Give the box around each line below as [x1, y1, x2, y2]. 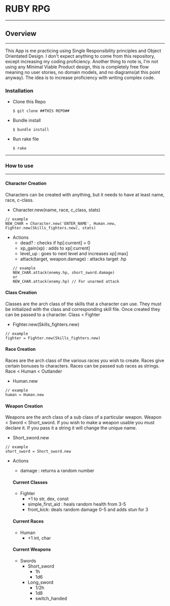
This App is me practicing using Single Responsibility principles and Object [5, 48, 161, 54]
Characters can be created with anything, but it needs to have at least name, [5, 191, 165, 197]
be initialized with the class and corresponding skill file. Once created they [5, 306, 160, 312]
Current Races [12, 518, 44, 524]
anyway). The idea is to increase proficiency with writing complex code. [5, 74, 155, 80]
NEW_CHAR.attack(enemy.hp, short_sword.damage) [12, 270, 115, 275]
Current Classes [12, 479, 48, 485]
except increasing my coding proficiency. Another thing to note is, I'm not [5, 58, 158, 64]
